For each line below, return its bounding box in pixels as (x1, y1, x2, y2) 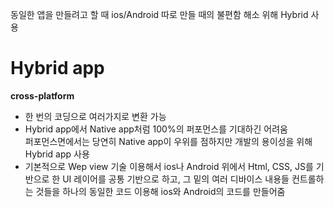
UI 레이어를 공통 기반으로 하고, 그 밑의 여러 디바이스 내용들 (62, 173, 290, 185)
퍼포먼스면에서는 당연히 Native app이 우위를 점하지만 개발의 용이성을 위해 (24, 135, 313, 147)
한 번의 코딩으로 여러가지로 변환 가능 (24, 110, 167, 122)
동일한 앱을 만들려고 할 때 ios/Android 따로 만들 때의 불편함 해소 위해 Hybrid (10, 9, 309, 20)
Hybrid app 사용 (24, 148, 90, 160)
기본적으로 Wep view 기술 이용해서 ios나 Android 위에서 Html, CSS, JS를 (24, 160, 314, 172)
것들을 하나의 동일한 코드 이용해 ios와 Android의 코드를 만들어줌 (35, 185, 286, 197)
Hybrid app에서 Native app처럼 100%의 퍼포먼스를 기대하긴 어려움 (24, 123, 288, 135)
